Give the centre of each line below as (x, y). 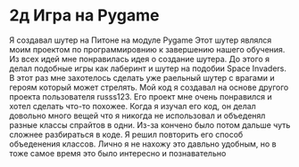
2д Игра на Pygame (84, 16)
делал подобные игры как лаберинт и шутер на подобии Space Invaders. (148, 68)
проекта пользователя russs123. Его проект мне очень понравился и (141, 96)
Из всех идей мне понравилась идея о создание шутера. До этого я (140, 59)
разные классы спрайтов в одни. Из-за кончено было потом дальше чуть (150, 124)
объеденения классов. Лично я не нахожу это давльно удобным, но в (143, 144)
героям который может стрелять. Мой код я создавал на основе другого (149, 87)
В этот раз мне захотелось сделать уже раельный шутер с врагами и (142, 77)
